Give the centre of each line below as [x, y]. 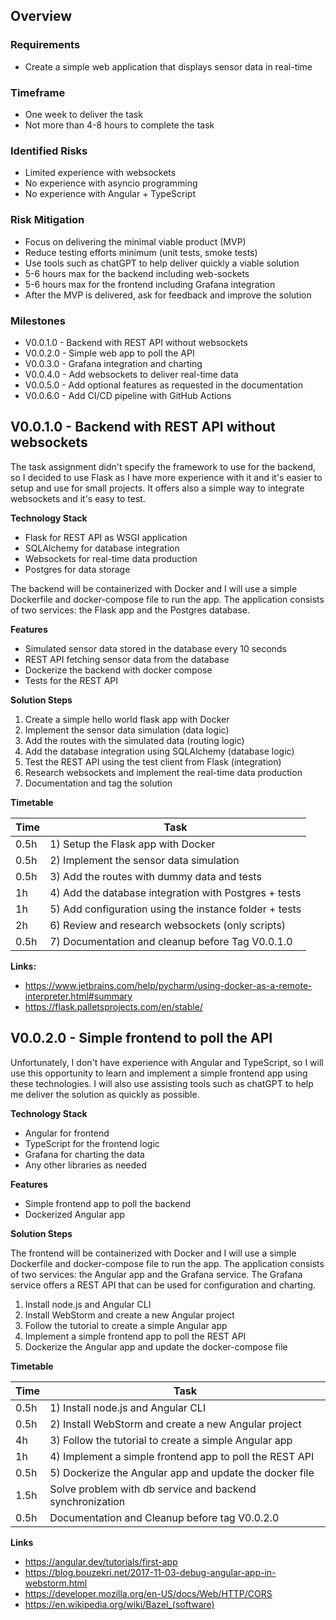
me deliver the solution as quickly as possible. [105, 1094]
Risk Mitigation [47, 220]
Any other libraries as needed [85, 1165]
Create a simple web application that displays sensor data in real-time [168, 66]
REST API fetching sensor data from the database [127, 659]
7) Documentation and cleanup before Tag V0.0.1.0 [171, 941]
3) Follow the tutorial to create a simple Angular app [171, 1440]
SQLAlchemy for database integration [102, 548]
